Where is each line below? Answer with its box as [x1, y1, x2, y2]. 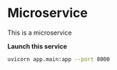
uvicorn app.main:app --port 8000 [7, 55, 111, 63]
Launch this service [7, 42, 68, 50]
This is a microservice [7, 28, 73, 37]
